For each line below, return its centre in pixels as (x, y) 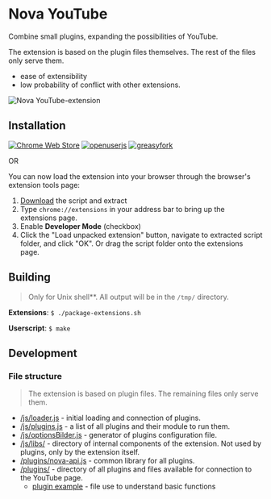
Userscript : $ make (40, 328)
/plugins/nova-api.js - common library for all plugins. (107, 461)
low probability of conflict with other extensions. (100, 85)
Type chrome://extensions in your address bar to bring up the (122, 209)
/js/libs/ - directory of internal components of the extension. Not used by (141, 443)
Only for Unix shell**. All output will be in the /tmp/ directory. (129, 297)
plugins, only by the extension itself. (79, 452)
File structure (35, 376)
